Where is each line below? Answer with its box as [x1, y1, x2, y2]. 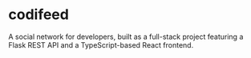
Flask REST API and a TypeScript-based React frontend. [8, 40, 194, 49]
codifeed [8, 6, 70, 24]
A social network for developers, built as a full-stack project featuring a [8, 32, 244, 41]
